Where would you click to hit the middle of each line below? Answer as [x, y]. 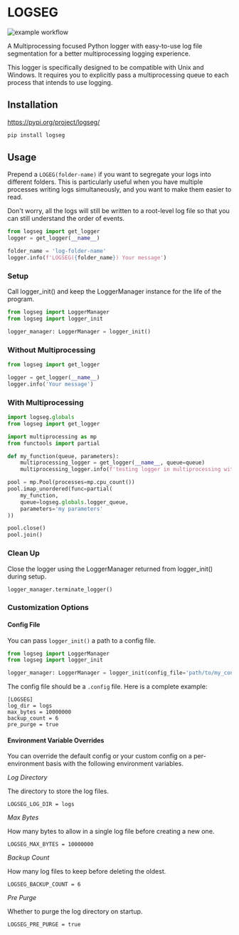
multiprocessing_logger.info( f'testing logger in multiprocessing [121, 470]
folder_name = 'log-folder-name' [57, 251]
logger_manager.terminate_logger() [60, 589]
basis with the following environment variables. [115, 764]
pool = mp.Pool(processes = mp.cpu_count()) [71, 482]
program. [21, 299]
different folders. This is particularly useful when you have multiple [105, 182]
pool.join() [25, 535]
